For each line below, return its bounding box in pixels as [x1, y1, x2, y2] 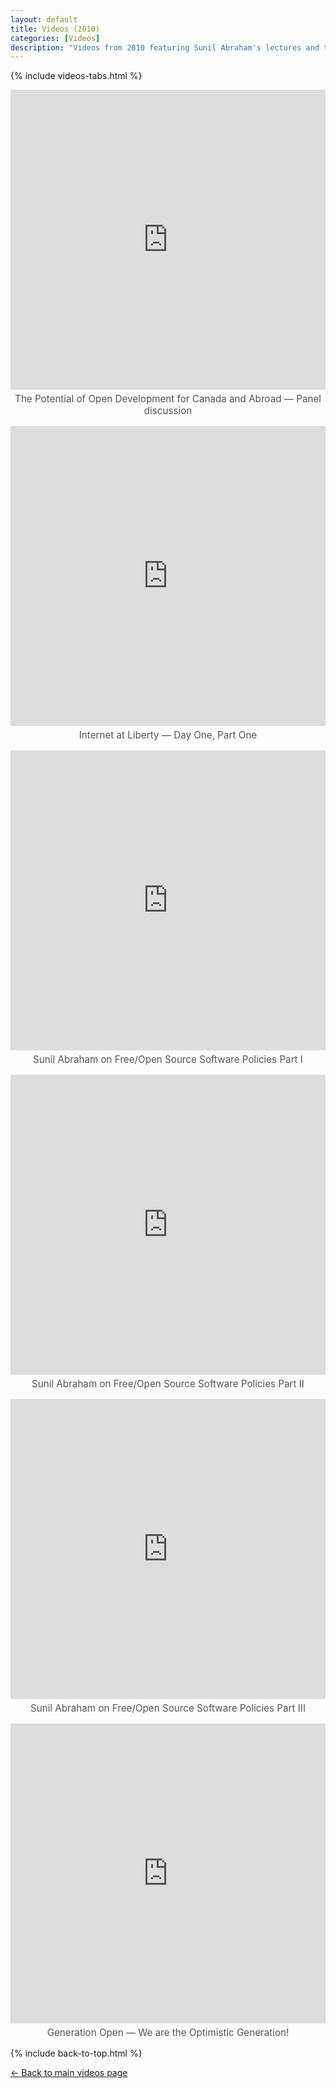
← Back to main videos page [10, 2067, 128, 2079]
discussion [143, 404, 193, 418]
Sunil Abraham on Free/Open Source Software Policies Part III [30, 1701, 306, 1715]
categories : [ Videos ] [10, 33, 101, 43]
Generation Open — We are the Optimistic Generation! [46, 2026, 290, 2039]
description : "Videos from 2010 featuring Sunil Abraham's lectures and [10, 42, 320, 53]
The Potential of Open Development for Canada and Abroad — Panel [14, 392, 322, 406]
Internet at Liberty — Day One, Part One [78, 729, 258, 742]
